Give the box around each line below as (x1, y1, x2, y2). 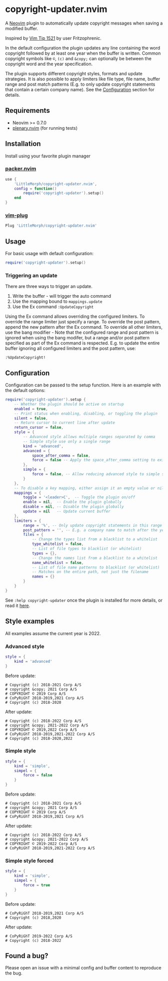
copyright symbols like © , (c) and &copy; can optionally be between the (5, 55, 151, 61)
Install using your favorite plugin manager (5, 153, 91, 159)
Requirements (5, 106, 50, 115)
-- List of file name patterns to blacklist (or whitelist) (31, 565, 160, 570)
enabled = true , (14, 406, 48, 412)
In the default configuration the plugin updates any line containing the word (5, 45, 160, 51)
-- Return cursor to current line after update (14, 420, 115, 426)
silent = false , (14, 416, 48, 421)
